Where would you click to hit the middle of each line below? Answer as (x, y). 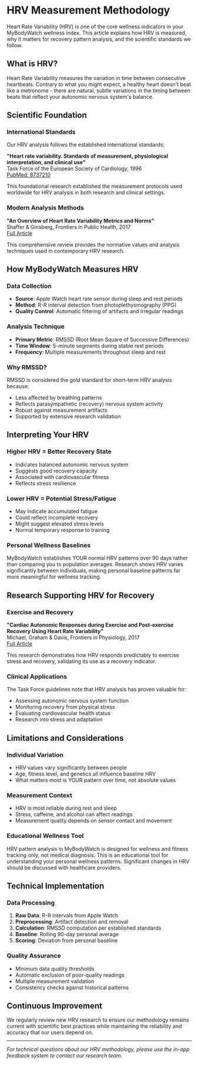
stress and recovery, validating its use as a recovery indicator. (82, 661)
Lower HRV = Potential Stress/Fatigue (62, 498)
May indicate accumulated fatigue (56, 511)
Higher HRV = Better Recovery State (59, 452)
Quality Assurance (34, 956)
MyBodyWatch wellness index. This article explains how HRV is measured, (97, 32)
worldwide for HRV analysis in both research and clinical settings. (86, 192)
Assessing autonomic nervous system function (72, 701)
